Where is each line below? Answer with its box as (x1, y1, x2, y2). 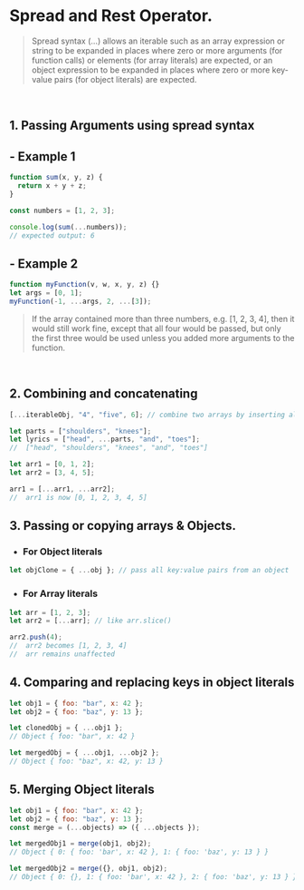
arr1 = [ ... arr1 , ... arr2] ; (9, 484, 116, 494)
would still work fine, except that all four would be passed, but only (31, 323, 282, 334)
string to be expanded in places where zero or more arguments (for (31, 44, 283, 55)
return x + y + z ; (17, 181, 88, 191)
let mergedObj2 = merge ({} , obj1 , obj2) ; (9, 864, 168, 874)
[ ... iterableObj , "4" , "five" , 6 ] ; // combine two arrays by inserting (9, 410, 285, 419)
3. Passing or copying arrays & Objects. (9, 518, 237, 533)
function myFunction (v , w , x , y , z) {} (9, 280, 160, 289)
